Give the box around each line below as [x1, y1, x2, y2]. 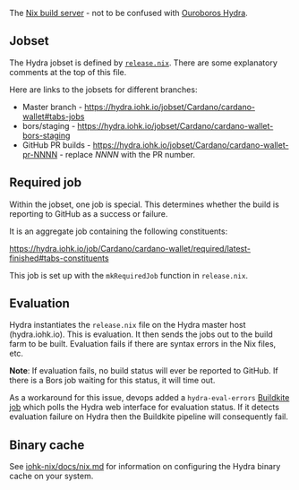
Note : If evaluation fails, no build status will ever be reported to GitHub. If [9, 365, 279, 376]
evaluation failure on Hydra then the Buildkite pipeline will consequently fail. [9, 411, 288, 422]
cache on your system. [9, 470, 94, 482]
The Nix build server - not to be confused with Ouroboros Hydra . [9, 8, 248, 18]
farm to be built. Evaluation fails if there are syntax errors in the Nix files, [9, 339, 277, 349]
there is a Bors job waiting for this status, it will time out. [9, 375, 216, 386]
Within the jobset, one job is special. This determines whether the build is [9, 199, 279, 210]
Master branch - [21, 101, 83, 112]
